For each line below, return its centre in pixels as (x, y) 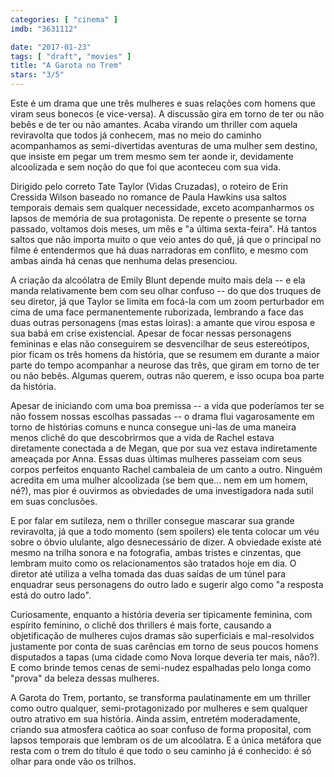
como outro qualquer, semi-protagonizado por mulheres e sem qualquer (159, 708)
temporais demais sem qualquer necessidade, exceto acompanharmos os (162, 207)
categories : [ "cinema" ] (64, 19)
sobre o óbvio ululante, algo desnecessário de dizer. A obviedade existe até (166, 542)
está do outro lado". (51, 595)
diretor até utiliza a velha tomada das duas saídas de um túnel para (148, 574)
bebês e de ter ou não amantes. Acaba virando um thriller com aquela (154, 124)
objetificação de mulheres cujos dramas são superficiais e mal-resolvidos (162, 635)
